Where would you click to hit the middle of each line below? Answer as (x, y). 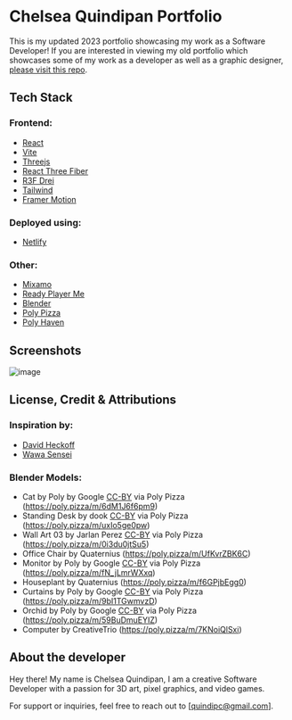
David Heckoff (49, 444)
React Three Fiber (55, 170)
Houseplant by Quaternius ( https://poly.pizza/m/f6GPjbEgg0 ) (134, 583)
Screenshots (45, 350)
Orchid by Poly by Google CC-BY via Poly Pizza (109, 611)
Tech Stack (41, 98)
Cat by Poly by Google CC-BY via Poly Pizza (103, 497)
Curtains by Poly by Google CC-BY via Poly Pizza (113, 592)
